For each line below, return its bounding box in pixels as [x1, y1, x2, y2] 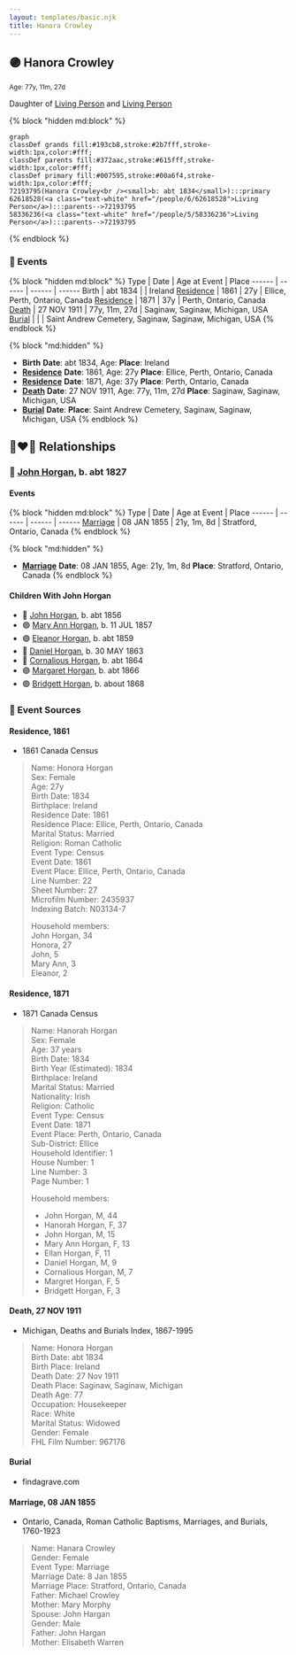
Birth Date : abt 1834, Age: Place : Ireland [21, 357, 170, 367]
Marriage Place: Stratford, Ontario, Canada [30, 1581, 187, 1591]
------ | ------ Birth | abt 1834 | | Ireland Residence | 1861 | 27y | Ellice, [30, 285, 286, 296]
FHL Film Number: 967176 [30, 1436, 125, 1447]
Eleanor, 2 [30, 968, 68, 978]
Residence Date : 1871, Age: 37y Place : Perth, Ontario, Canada [21, 375, 249, 386]
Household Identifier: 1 [30, 1148, 113, 1158]
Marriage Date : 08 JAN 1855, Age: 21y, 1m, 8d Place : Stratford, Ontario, [21, 561, 284, 571]
